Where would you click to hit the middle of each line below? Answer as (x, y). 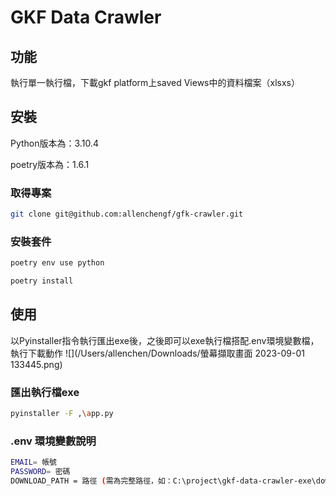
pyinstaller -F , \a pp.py (62, 414)
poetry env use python (57, 263)
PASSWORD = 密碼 (40, 472)
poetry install (42, 281)
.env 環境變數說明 (53, 441)
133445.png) (36, 364)
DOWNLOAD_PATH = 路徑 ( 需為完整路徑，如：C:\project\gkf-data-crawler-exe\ (163, 481)
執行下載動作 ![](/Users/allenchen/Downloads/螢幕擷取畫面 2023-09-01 (158, 353)
